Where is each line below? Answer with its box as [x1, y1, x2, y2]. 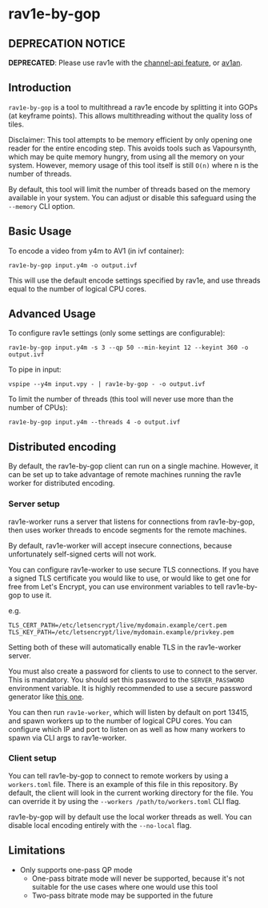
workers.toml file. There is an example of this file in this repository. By [8, 779, 238, 789]
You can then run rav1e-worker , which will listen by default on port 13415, [8, 707, 250, 717]
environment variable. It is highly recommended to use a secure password [8, 683, 253, 693]
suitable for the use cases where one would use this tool [31, 882, 218, 891]
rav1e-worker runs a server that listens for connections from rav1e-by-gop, [8, 516, 255, 526]
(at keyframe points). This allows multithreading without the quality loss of [8, 110, 253, 120]
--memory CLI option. [8, 201, 75, 211]
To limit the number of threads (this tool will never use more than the [8, 394, 234, 404]
